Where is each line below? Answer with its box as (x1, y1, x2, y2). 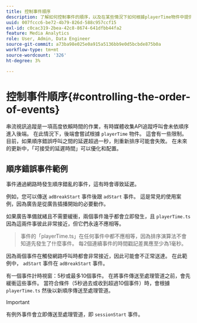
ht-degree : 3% (6, 58, 41, 63)
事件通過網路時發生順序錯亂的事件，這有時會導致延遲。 (6, 180, 140, 188)
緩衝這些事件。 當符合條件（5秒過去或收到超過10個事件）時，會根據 (6, 280, 170, 287)
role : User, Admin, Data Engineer (6, 36, 91, 42)
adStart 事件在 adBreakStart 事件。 (22, 260, 108, 267)
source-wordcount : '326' (6, 52, 67, 58)
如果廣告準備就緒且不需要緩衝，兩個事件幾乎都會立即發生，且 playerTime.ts (6, 213, 191, 220)
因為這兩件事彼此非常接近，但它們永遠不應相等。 (6, 220, 124, 227)
